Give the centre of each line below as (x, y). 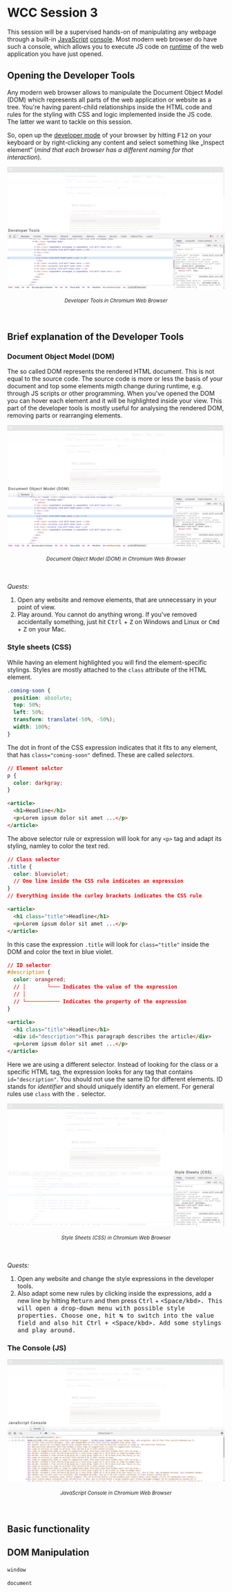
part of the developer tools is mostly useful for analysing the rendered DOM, (116, 408)
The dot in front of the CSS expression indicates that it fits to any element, (113, 747)
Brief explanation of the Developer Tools (96, 337)
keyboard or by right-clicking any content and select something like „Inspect (116, 142)
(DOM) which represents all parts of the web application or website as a (109, 99)
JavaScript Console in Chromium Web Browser (116, 1493)
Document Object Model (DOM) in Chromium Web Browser (116, 559)
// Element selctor (35, 768)
